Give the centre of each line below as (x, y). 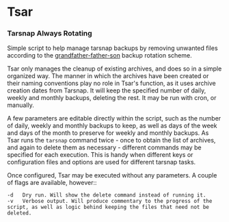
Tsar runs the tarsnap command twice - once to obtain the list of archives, (111, 140)
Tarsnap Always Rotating (50, 34)
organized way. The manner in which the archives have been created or (108, 76)
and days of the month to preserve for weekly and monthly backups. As (108, 133)
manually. (21, 105)
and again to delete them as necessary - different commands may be (104, 147)
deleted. (19, 213)
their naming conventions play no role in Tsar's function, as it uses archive (112, 84)
